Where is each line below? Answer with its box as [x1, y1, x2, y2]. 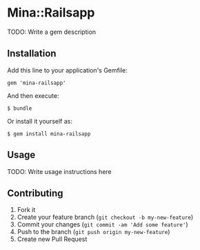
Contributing [7, 187, 63, 199]
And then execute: [7, 91, 59, 99]
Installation [7, 48, 57, 59]
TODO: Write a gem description [7, 28, 97, 36]
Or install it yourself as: [7, 117, 72, 125]
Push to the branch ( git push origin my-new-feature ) [17, 228, 170, 236]
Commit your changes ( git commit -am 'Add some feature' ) [17, 220, 188, 229]
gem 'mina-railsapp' [7, 79, 67, 86]
